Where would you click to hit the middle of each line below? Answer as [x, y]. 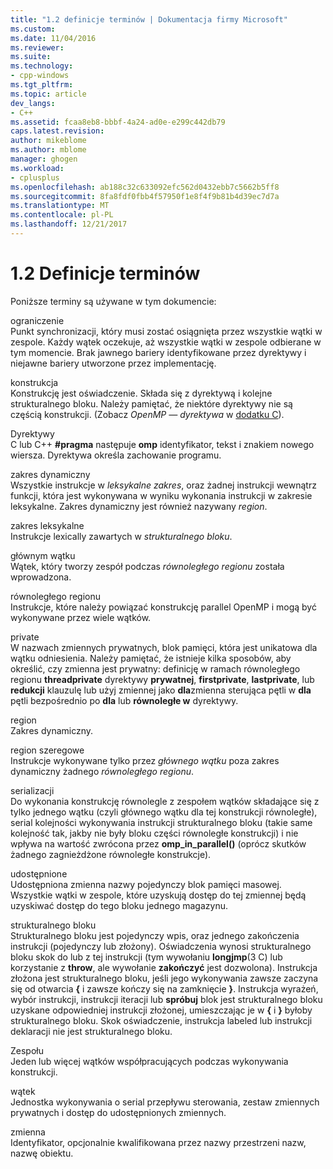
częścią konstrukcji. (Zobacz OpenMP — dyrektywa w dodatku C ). [147, 414]
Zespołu [27, 1050]
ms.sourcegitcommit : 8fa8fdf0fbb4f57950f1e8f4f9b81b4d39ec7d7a [145, 196]
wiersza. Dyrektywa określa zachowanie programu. [116, 455]
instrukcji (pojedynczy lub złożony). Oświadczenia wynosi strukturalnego [161, 946]
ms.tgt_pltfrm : [42, 85]
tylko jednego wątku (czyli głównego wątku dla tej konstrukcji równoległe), [164, 812]
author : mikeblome [48, 141]
